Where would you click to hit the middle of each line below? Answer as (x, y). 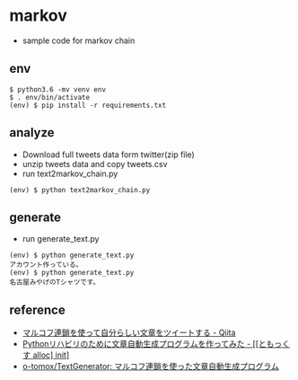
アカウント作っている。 (46, 265)
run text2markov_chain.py (70, 173)
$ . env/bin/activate (50, 97)
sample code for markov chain (79, 40)
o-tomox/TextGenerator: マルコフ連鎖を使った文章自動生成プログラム (151, 367)
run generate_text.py (61, 239)
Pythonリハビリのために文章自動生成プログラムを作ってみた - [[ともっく (156, 344)
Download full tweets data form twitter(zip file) (108, 155)
